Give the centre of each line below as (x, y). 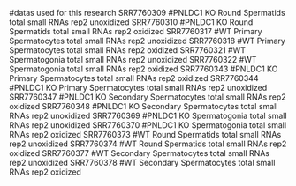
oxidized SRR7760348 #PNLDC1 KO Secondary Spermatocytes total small (144, 106)
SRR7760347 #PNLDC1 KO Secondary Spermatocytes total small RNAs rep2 (148, 97)
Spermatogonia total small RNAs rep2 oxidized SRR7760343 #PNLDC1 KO (144, 69)
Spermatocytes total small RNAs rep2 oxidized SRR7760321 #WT (127, 50)
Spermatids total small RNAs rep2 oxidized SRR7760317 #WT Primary (136, 31)
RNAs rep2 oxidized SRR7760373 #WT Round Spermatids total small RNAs (145, 134)
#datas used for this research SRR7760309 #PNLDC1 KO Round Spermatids (147, 13)
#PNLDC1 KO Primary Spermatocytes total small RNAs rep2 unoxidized (138, 88)
